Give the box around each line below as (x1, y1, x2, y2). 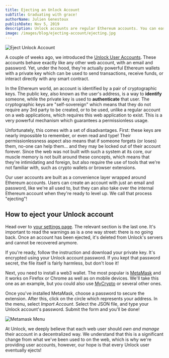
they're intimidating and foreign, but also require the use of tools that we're (5, 159, 160, 165)
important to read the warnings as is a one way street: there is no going (5, 229, 153, 235)
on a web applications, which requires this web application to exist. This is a (5, 112, 162, 118)
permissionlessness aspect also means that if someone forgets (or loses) (5, 138, 157, 144)
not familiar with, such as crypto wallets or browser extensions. (5, 164, 137, 170)
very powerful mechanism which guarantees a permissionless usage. (5, 118, 149, 123)
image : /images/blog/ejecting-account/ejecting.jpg (5, 31, 116, 36)
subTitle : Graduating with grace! (5, 12, 78, 17)
